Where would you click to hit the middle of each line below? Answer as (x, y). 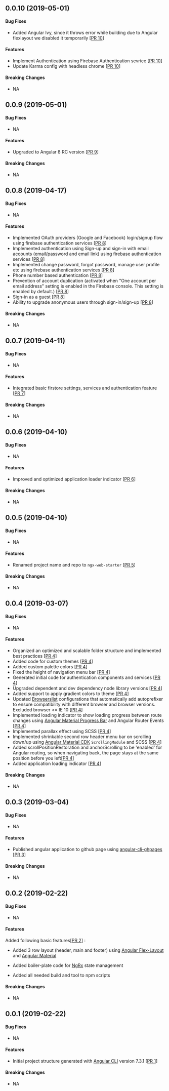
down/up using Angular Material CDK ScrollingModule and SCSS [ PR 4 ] (87, 742)
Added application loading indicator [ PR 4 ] (57, 763)
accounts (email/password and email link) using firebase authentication (87, 254)
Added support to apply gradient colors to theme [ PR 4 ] (71, 694)
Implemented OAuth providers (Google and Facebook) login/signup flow (88, 237)
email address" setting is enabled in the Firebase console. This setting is (88, 286)
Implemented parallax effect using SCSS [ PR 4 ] (62, 731)
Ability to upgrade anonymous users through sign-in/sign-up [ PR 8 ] (83, 302)
